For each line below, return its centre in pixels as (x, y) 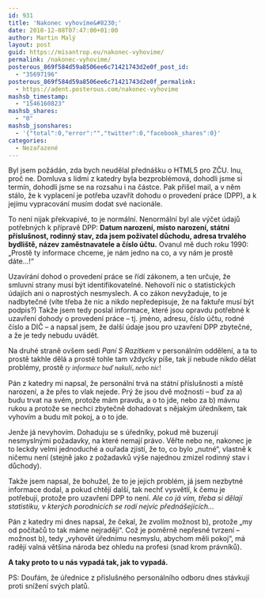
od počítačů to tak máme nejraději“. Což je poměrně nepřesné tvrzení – (124, 530)
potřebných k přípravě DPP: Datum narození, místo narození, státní (119, 228)
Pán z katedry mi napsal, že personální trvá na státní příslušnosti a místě (126, 384)
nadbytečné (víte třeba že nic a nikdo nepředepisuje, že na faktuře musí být (131, 302)
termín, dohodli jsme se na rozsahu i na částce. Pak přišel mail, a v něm (125, 187)
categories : (28, 140)
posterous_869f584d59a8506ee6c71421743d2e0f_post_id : (99, 67)
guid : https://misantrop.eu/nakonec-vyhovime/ (86, 52)
